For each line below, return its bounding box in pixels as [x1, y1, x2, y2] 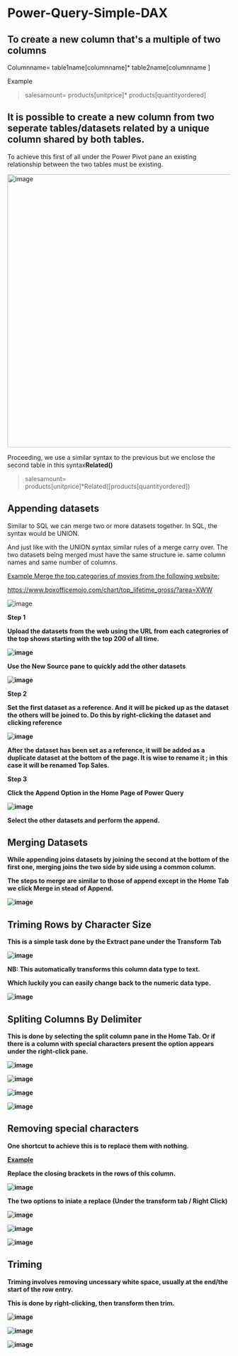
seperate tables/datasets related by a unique [7, 122, 210, 134]
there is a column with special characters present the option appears [7, 1040, 215, 1048]
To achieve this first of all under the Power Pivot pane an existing [7, 152, 197, 161]
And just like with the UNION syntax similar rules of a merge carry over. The [7, 542, 228, 551]
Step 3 [7, 775, 27, 783]
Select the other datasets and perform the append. [7, 816, 161, 824]
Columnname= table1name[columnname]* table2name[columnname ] [7, 63, 210, 72]
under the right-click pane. [7, 1047, 89, 1056]
